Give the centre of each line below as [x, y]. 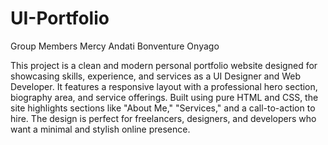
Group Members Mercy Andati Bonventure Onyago [115, 46]
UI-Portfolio [60, 18]
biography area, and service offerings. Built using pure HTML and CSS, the [164, 97]
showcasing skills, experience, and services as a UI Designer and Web [156, 76]
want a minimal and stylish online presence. [100, 129]
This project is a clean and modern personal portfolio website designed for [164, 65]
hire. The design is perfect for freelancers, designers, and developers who [163, 118]
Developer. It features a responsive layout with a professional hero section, [164, 86]
